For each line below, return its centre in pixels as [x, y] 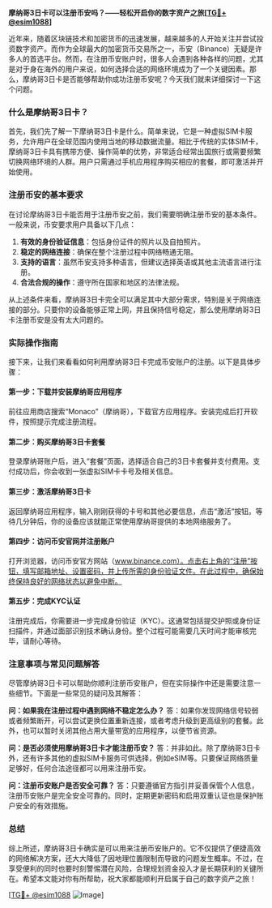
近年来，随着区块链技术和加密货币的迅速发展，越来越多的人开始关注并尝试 [132, 39]
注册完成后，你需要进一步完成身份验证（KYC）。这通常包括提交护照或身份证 [134, 620]
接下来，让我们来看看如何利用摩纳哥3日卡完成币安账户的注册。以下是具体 [131, 362]
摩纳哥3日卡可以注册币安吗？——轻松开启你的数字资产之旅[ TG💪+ [117, 13]
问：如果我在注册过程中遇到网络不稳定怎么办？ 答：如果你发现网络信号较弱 [134, 711]
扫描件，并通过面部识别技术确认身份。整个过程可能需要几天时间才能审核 [129, 631]
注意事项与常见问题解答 [54, 664]
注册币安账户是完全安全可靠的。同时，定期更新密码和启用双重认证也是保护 [132, 796]
